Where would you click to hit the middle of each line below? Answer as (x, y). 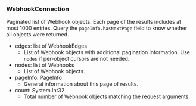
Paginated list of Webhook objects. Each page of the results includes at (94, 22)
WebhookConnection (38, 9)
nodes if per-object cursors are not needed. (77, 59)
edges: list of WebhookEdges (51, 46)
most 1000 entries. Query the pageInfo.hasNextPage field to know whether (97, 28)
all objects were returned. (38, 35)
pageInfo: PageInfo (38, 78)
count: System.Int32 (40, 91)
